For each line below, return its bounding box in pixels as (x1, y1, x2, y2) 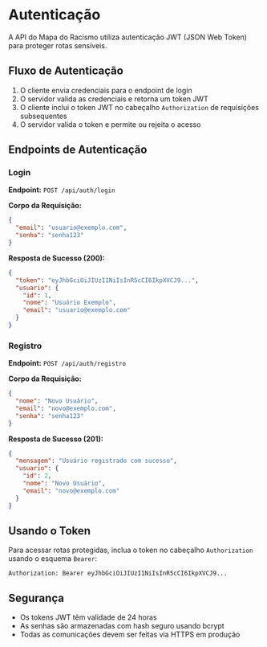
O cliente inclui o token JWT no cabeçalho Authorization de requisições (19, 102, 259, 112)
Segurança (8, 591, 64, 604)
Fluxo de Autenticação (8, 64, 124, 78)
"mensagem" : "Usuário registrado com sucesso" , (15, 457, 178, 465)
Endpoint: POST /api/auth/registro (8, 358, 127, 368)
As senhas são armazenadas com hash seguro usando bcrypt (19, 621, 225, 631)
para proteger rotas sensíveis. (8, 40, 107, 50)
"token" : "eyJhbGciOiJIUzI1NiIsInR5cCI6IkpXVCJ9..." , (15, 276, 199, 285)
